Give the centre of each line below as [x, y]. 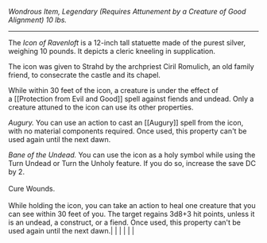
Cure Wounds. [32, 189]
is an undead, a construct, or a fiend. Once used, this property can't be [124, 222]
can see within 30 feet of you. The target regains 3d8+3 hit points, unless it [132, 214]
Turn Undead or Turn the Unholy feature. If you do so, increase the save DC [132, 163]
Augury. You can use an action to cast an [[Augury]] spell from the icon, [126, 123]
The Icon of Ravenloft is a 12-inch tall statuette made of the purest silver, [127, 42]
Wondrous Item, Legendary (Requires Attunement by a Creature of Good [127, 12]
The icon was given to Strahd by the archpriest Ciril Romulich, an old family [131, 66]
